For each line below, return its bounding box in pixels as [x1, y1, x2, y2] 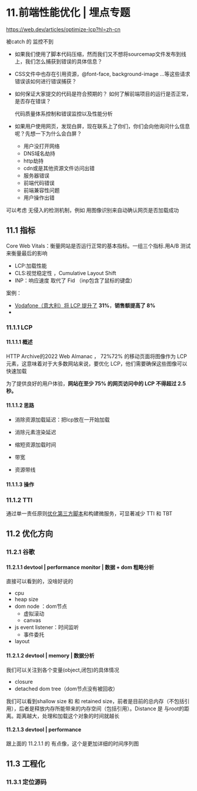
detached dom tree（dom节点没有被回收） [14, 685, 119, 692]
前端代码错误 [23, 179, 55, 186]
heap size [14, 596, 39, 603]
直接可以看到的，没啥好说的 [6, 578, 74, 585]
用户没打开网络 [23, 143, 60, 150]
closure [14, 678, 34, 685]
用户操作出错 [23, 194, 55, 201]
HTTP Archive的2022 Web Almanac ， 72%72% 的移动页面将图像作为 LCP [6, 352, 187, 360]
